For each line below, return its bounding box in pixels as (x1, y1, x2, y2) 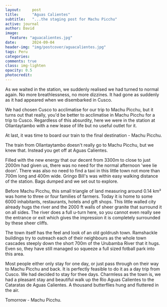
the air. (5, 287, 19, 293)
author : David (5, 26, 35, 31)
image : (5, 31, 19, 36)
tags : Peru (5, 49, 28, 54)
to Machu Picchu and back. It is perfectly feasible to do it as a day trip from (5, 266, 160, 272)
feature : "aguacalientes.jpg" (9, 36, 72, 41)
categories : (5, 54, 30, 59)
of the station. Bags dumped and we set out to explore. (5, 178, 118, 184)
